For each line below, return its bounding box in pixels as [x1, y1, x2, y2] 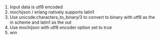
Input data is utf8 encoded [9, 4, 63, 10]
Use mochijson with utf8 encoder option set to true [9, 25, 112, 30]
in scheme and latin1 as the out [9, 19, 72, 25]
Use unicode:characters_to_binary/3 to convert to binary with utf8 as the [9, 14, 156, 20]
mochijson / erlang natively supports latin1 [9, 9, 94, 15]
